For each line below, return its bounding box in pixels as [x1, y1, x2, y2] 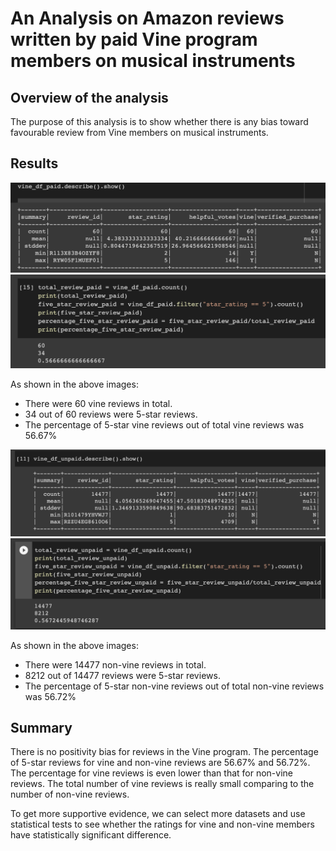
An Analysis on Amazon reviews [10, 7, 285, 30]
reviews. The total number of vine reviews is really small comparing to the [10, 778, 315, 790]
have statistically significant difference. [10, 829, 172, 841]
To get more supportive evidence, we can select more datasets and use [10, 808, 306, 820]
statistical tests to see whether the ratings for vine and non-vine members [10, 818, 315, 831]
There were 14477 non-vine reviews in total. [24, 658, 207, 671]
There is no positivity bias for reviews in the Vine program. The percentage [10, 746, 319, 758]
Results [10, 155, 59, 172]
